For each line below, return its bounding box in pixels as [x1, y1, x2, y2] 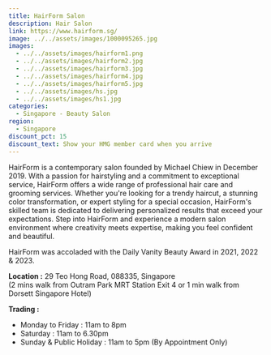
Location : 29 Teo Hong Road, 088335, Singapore [8, 271, 176, 280]
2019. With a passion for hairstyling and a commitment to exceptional [8, 171, 239, 181]
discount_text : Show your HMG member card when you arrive [8, 139, 213, 148]
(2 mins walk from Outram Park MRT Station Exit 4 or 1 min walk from [8, 280, 239, 289]
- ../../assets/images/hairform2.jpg [15, 58, 144, 66]
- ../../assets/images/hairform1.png [15, 49, 144, 58]
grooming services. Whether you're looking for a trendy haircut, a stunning [8, 188, 258, 198]
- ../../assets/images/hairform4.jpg [15, 72, 144, 80]
